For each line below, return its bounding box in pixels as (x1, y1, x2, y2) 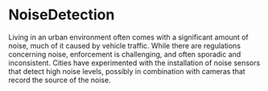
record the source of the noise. (8, 75, 111, 85)
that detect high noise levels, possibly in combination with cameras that (8, 66, 245, 76)
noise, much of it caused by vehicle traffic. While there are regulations (8, 40, 241, 50)
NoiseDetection (8, 6, 115, 24)
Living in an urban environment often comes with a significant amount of (8, 32, 249, 42)
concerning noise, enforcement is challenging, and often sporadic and (8, 49, 241, 59)
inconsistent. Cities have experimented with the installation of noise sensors (8, 58, 261, 68)
